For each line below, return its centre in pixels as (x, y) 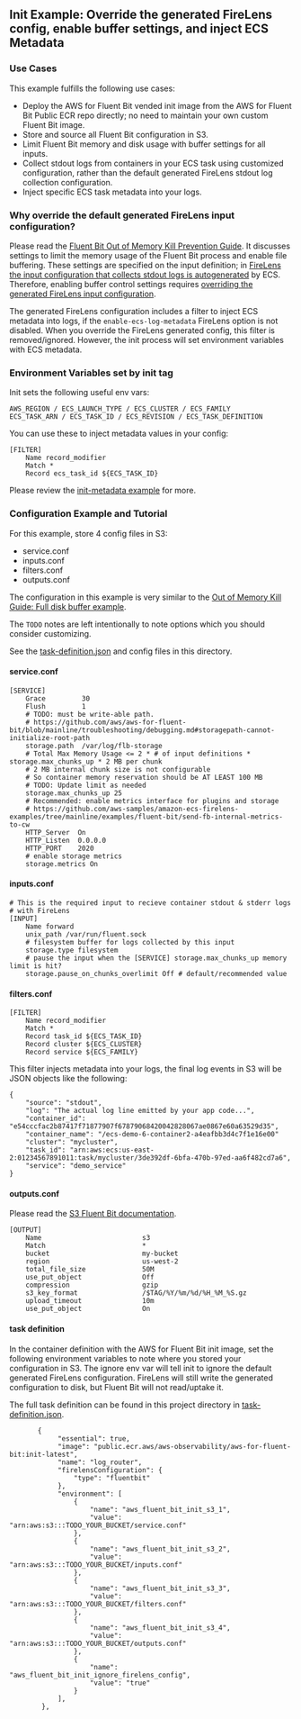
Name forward (50, 927)
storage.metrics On (62, 864)
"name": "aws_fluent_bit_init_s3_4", (160, 1628)
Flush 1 (56, 706)
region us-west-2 (102, 1262)
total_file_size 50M (90, 1270)
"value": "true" (120, 1683)
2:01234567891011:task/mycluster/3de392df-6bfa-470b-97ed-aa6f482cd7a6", (150, 1158)
